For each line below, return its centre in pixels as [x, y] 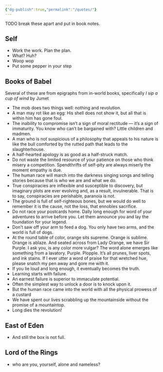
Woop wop [23, 61]
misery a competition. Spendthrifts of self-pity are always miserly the [81, 165]
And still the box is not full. [39, 337]
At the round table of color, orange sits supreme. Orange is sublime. [80, 238]
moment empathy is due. [37, 170]
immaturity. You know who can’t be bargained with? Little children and [82, 129]
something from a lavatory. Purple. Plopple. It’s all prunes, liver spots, [81, 253]
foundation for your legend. [39, 222]
